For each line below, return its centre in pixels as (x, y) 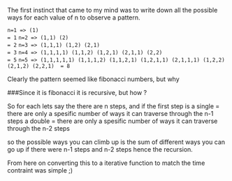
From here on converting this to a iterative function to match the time (106, 163)
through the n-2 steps (39, 128)
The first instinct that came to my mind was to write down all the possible (113, 10)
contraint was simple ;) (40, 170)
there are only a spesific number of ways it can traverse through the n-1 (110, 114)
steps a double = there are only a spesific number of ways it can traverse (113, 121)
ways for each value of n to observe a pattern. (74, 17)
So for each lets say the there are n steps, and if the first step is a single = (114, 106)
